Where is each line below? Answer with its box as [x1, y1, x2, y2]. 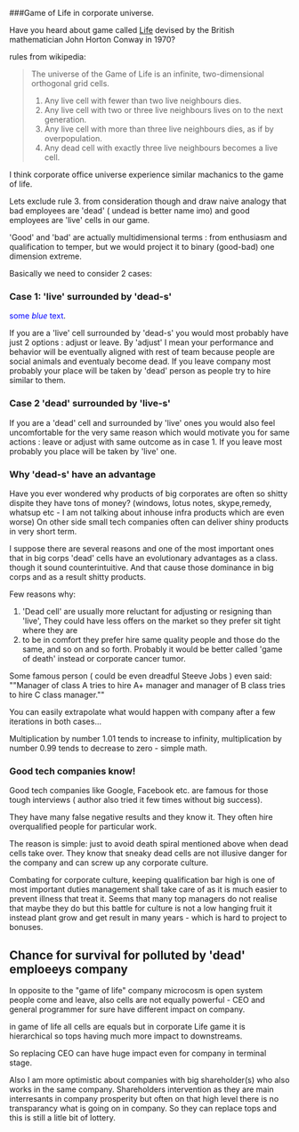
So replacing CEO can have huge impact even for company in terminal [9, 1048, 267, 1058]
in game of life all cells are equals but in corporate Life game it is [9, 1022, 246, 1032]
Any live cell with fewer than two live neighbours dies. [44, 95, 242, 106]
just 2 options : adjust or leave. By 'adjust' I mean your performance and [9, 337, 274, 348]
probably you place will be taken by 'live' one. [9, 446, 177, 456]
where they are [21, 624, 78, 635]
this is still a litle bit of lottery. [9, 1112, 116, 1123]
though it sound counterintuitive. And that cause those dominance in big [9, 562, 274, 573]
